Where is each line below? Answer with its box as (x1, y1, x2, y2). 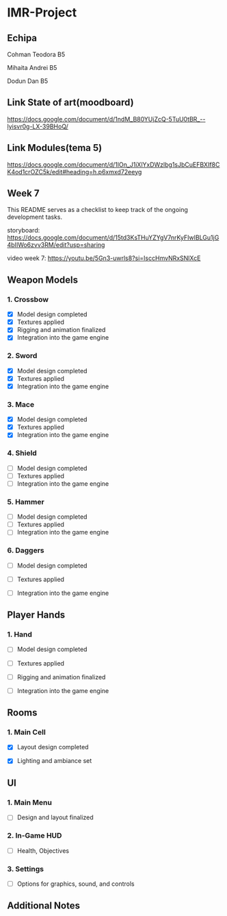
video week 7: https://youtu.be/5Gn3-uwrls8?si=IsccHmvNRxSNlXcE (7, 254, 201, 262)
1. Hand (7, 630, 33, 639)
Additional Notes (7, 900, 81, 912)
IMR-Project (7, 5, 77, 21)
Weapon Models (7, 274, 79, 285)
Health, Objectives (16, 846, 70, 855)
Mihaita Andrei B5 (7, 64, 57, 71)
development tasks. (7, 213, 63, 221)
